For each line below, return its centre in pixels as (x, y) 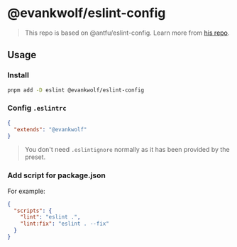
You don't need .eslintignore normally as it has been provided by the (127, 150)
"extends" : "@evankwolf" (50, 129)
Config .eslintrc (37, 108)
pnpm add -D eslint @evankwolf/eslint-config (76, 90)
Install (18, 75)
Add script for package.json (57, 175)
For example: (27, 191)
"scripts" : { (33, 211)
